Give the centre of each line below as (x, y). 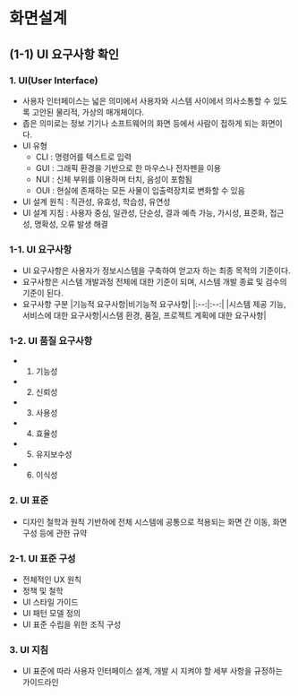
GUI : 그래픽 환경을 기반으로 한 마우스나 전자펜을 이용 (128, 168)
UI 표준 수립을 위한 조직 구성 (72, 624)
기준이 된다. (43, 293)
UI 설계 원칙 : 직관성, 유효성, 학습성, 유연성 (96, 202)
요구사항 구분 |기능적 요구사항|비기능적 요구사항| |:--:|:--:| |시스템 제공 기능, (154, 305)
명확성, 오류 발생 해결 (72, 224)
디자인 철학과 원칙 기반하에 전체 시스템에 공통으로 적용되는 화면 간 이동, (146, 521)
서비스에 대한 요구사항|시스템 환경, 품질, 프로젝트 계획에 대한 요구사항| (144, 315)
